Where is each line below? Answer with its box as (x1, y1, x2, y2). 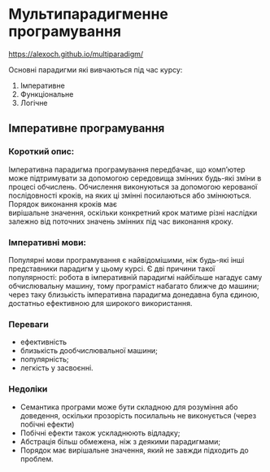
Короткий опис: (8, 146, 75, 157)
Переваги (8, 318, 49, 330)
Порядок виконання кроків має (8, 199, 118, 208)
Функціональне (20, 89, 74, 98)
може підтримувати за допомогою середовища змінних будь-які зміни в (8, 173, 262, 183)
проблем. (20, 453, 54, 464)
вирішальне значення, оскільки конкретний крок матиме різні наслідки (8, 208, 258, 217)
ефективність (20, 337, 67, 347)
